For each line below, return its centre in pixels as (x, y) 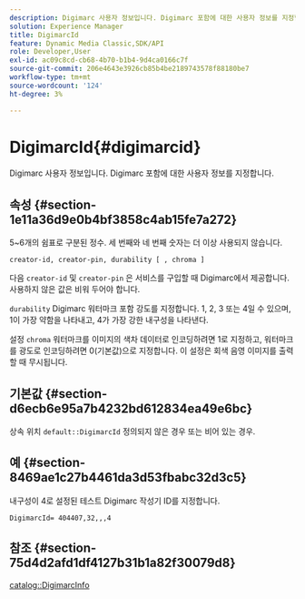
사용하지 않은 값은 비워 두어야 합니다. (75, 289)
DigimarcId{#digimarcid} (105, 147)
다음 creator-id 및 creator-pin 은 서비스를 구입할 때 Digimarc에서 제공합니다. (150, 278)
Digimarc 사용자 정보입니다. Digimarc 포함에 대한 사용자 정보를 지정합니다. (142, 173)
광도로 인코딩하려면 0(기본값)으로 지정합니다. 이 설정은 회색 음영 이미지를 (148, 350)
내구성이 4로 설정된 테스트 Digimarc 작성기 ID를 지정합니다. (115, 501)
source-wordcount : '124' (56, 86)
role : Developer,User (50, 52)
